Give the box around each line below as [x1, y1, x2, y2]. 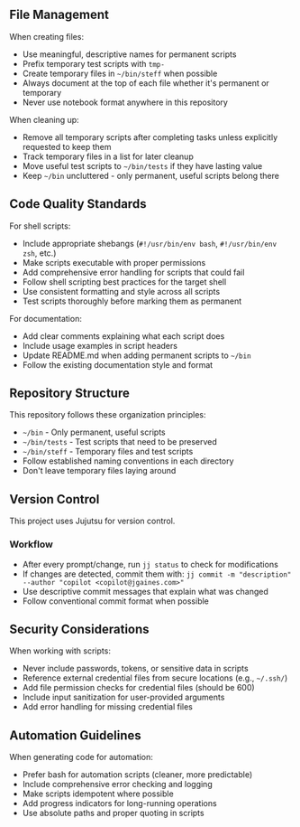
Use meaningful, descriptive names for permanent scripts [22, 49, 237, 60]
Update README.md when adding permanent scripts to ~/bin [22, 350, 251, 361]
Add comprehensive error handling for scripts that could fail [22, 267, 245, 277]
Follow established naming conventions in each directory [22, 456, 234, 466]
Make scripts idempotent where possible [22, 788, 174, 799]
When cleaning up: [9, 114, 79, 125]
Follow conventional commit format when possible [22, 596, 210, 606]
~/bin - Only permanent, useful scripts [22, 427, 166, 437]
